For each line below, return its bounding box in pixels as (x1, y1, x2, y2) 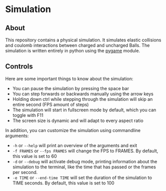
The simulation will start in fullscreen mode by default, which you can (12, 107, 156, 113)
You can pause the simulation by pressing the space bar (12, 85, 129, 91)
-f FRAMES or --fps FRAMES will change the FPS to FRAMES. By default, (12, 148, 158, 154)
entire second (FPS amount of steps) (12, 101, 89, 107)
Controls (5, 62, 33, 71)
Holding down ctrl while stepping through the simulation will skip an (12, 96, 153, 102)
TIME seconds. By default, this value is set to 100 (12, 180, 115, 186)
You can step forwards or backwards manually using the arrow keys (12, 91, 153, 97)
